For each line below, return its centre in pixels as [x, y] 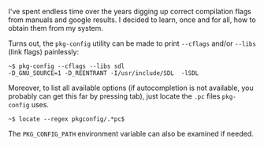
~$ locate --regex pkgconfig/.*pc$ [67, 119]
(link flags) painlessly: [44, 52]
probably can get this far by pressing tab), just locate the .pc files [114, 96]
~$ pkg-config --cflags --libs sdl [67, 66]
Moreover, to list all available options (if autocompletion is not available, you [131, 88]
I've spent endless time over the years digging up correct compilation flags [130, 11]
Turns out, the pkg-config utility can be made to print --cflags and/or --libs [132, 43]
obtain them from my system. [56, 28]
